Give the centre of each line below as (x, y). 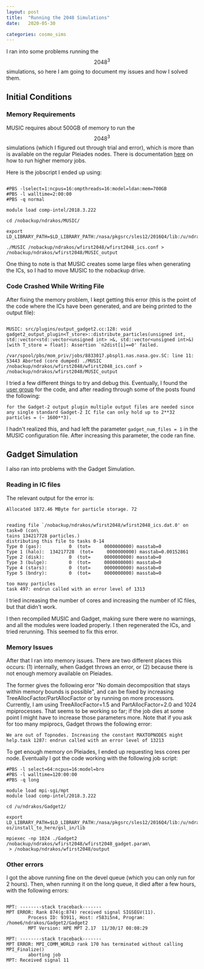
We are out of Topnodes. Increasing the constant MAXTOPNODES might (95, 735)
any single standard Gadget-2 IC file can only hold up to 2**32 (90, 412)
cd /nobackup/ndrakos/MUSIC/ (43, 221)
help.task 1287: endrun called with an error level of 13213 (85, 740)
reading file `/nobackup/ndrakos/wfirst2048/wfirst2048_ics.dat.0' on (97, 525)
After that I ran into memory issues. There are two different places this (94, 660)
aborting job (45, 955)
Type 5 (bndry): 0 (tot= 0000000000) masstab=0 (84, 573)
